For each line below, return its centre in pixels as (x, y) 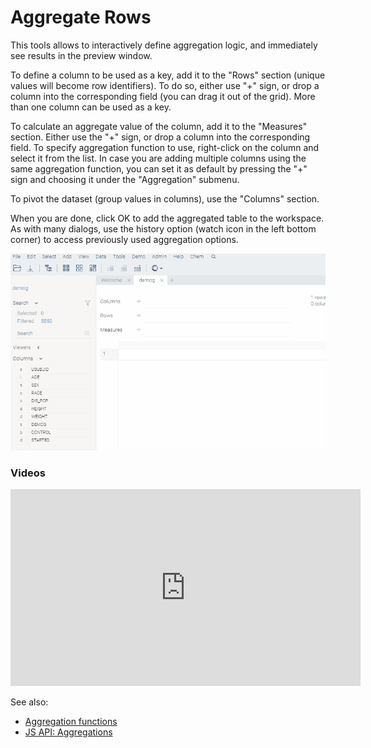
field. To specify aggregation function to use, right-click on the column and (165, 147)
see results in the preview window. (81, 55)
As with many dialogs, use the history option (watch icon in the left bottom (163, 228)
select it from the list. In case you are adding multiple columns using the (158, 158)
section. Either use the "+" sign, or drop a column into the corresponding (160, 137)
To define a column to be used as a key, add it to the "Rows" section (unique (168, 75)
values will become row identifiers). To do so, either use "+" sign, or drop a (165, 85)
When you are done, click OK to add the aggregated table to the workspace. (167, 218)
